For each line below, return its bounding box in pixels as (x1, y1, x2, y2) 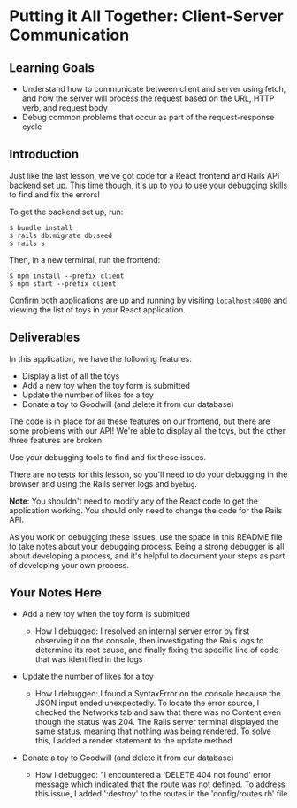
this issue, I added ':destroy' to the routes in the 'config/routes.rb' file (34, 789, 288, 799)
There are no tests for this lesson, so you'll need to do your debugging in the (9, 469, 288, 480)
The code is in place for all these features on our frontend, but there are (9, 416, 270, 427)
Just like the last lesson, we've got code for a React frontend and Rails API (9, 170, 280, 181)
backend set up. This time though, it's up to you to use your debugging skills (9, 180, 288, 190)
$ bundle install (9, 223, 73, 232)
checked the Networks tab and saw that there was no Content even (34, 707, 281, 718)
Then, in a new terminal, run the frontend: (9, 254, 161, 265)
